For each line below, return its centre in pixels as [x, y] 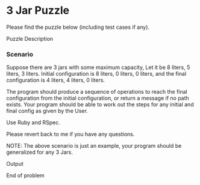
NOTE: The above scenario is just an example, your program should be [94, 146]
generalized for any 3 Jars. [40, 152]
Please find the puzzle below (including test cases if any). [78, 27]
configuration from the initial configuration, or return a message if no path [98, 98]
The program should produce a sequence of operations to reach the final [97, 92]
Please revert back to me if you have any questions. [70, 134]
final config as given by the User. [47, 111]
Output [15, 164]
